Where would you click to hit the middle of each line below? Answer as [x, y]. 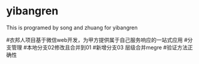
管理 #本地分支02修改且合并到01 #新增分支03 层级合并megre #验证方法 [99, 47]
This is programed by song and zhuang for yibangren [72, 28]
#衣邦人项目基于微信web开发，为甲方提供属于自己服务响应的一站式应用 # [97, 39]
